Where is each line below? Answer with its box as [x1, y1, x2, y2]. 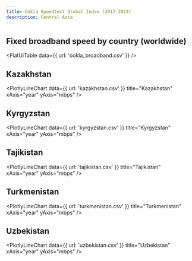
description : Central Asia [6, 14, 73, 20]
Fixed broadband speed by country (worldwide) [6, 36, 187, 46]
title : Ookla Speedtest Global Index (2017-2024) [6, 8, 132, 15]
